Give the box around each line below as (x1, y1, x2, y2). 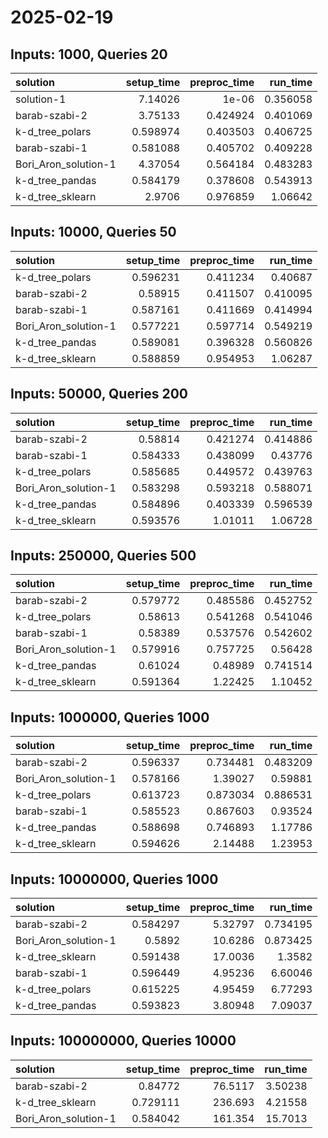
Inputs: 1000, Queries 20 (10, 46, 168, 63)
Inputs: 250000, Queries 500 (10, 547, 197, 565)
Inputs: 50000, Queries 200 (10, 386, 189, 403)
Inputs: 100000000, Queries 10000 (10, 1032, 237, 1050)
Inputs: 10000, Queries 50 (10, 224, 177, 241)
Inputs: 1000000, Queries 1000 (10, 709, 210, 726)
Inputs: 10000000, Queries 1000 (10, 871, 219, 888)
